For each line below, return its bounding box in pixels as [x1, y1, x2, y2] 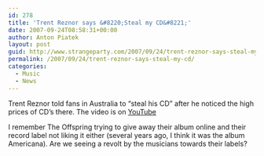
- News [15, 77, 37, 85]
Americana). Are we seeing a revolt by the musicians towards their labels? [8, 139, 247, 148]
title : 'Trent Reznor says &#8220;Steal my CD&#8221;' [8, 19, 192, 27]
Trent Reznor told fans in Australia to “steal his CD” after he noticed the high [8, 99, 254, 108]
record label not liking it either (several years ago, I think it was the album [8, 130, 245, 140]
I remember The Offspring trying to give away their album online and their [8, 122, 247, 132]
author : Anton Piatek [8, 33, 79, 42]
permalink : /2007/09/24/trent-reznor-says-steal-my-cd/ [8, 56, 195, 63]
